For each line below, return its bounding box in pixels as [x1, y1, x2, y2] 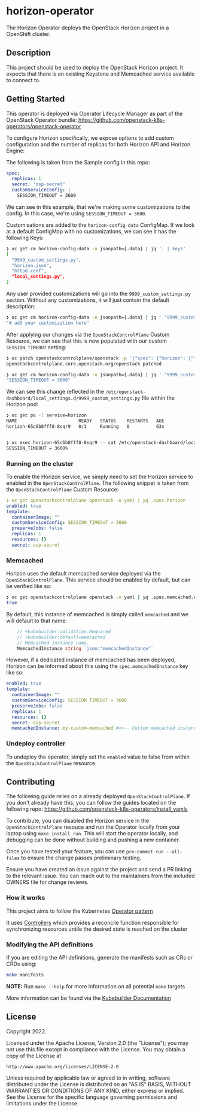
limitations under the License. [6, 1099, 79, 1107]
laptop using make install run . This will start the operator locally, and [6, 830, 178, 837]
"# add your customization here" [6, 320, 90, 326]
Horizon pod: [6, 401, 39, 408]
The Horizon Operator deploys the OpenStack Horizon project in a [6, 24, 169, 31]
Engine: [6, 147, 25, 154]
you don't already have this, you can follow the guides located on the [6, 799, 176, 807]
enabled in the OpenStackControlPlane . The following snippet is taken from [6, 479, 189, 487]
